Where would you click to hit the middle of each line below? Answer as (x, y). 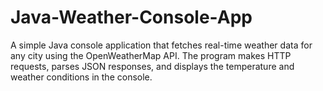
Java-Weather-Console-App (131, 17)
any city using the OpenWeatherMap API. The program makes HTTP (151, 55)
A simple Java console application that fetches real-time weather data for (161, 45)
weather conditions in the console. (81, 77)
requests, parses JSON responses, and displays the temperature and (152, 66)
